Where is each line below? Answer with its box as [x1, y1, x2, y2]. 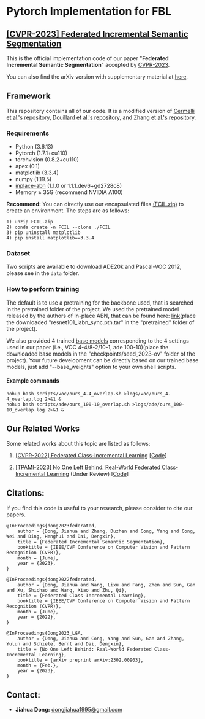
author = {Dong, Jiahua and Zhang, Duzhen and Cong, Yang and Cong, [17, 528, 196, 534]
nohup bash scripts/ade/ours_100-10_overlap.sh [6, 401, 130, 408]
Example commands [6, 377, 59, 384]
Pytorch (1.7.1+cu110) [15, 149, 68, 157]
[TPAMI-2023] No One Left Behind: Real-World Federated [15, 464, 161, 471]
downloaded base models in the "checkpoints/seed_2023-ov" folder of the [6, 350, 196, 357]
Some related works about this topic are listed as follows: [6, 440, 151, 447]
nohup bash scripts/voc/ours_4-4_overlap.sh [6, 391, 122, 397]
